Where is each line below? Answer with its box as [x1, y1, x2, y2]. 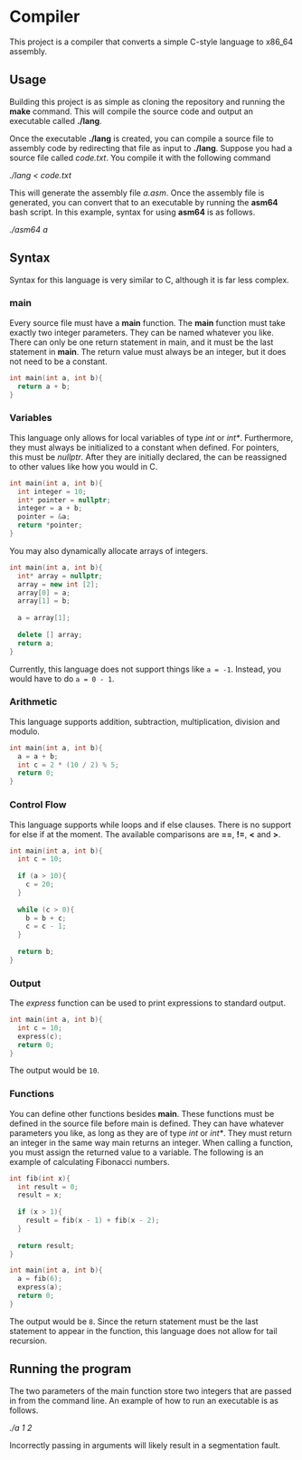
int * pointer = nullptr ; [17, 495, 111, 504]
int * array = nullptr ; [17, 571, 103, 580]
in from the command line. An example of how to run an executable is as [9, 1395, 278, 1406]
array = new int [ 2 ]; [17, 579, 99, 589]
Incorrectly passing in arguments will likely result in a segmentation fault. [9, 1439, 281, 1450]
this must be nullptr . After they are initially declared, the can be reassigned [9, 451, 288, 463]
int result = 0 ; [17, 1182, 79, 1191]
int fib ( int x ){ [9, 1174, 71, 1183]
